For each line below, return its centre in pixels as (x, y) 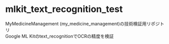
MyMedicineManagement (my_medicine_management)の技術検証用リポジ (83, 23)
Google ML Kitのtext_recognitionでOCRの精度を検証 (60, 36)
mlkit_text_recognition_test (64, 9)
